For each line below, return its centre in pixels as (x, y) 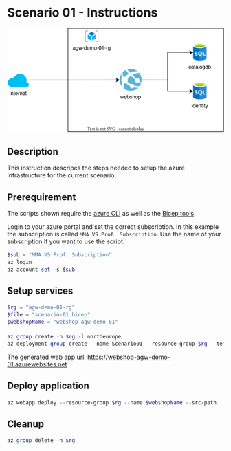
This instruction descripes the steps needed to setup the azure (96, 168)
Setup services (40, 291)
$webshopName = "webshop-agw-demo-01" (63, 322)
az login (20, 262)
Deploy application (48, 386)
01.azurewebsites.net (37, 364)
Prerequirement (42, 197)
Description (33, 152)
